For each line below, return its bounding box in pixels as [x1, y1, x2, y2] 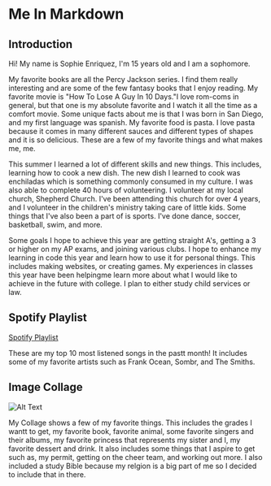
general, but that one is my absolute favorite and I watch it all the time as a [8, 101, 258, 110]
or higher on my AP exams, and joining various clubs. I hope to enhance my [8, 245, 262, 254]
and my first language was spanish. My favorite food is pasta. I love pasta [8, 118, 256, 127]
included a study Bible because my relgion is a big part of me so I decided [8, 461, 257, 471]
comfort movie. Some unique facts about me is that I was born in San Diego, [8, 109, 264, 119]
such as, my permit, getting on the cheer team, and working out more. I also [8, 452, 263, 462]
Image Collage [8, 380, 83, 394]
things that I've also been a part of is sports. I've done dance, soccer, [8, 211, 241, 220]
